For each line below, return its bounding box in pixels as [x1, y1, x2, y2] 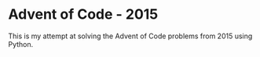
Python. [8, 39, 34, 48]
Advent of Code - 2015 [8, 5, 159, 23]
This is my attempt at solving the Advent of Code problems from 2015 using [8, 31, 253, 41]
